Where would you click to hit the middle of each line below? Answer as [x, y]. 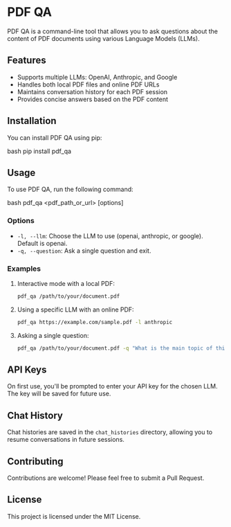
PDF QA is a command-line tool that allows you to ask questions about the [113, 31]
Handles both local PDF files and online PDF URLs [88, 84]
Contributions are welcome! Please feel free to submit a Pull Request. [106, 478]
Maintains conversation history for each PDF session [92, 91]
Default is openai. [42, 243]
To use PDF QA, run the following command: [70, 189]
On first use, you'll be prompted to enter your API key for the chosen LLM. [112, 386]
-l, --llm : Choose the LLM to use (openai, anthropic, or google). [110, 235]
